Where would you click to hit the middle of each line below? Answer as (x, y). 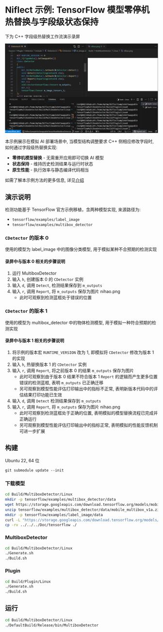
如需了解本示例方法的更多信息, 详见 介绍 (44, 180)
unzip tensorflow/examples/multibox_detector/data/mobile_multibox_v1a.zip (83, 510)
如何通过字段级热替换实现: (31, 147)
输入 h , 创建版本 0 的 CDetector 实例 (48, 279)
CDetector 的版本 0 (27, 238)
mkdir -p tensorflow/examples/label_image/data (54, 515)
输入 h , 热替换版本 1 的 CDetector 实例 (49, 365)
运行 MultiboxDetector (34, 273)
